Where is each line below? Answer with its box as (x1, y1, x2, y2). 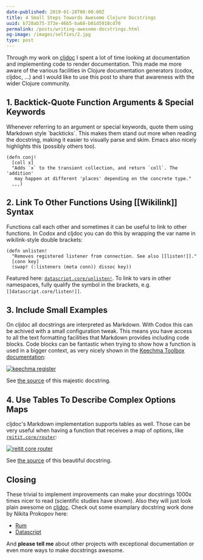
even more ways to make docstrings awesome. (6, 547, 125, 554)
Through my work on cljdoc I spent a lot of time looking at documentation (6, 54, 190, 61)
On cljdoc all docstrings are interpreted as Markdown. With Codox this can (6, 321, 193, 329)
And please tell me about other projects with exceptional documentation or (6, 540, 194, 548)
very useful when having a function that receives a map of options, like (6, 427, 184, 434)
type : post (6, 37, 34, 43)
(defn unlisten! (6, 248, 47, 254)
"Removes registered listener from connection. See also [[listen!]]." (12, 253, 198, 259)
